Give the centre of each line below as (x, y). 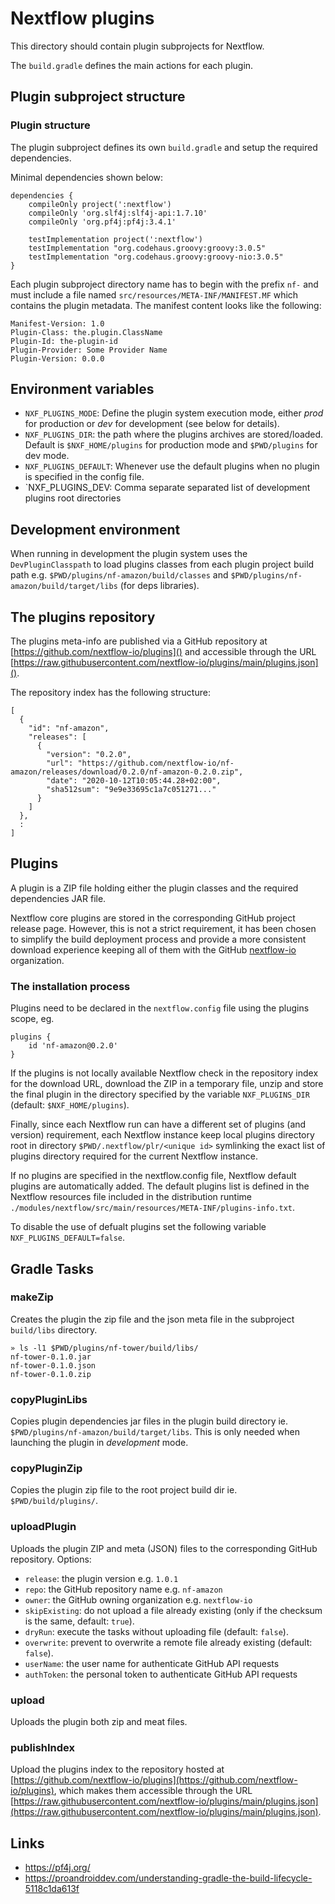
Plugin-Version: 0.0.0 (57, 358)
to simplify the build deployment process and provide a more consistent (158, 939)
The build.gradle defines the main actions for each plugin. (132, 65)
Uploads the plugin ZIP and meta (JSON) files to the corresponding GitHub (164, 1548)
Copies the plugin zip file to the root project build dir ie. (124, 1490)
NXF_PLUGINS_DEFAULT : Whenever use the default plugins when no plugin (172, 466)
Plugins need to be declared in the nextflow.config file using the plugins (160, 1008)
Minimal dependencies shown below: (87, 177)
